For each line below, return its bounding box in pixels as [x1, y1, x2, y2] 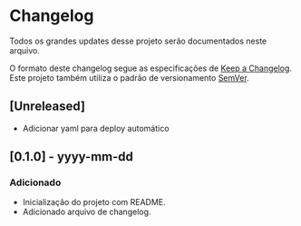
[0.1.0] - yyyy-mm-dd [9, 149, 134, 164]
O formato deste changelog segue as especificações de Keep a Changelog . [9, 63, 293, 74]
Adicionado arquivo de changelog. [22, 206, 151, 218]
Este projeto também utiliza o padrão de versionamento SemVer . [9, 72, 249, 83]
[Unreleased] [9, 99, 86, 114]
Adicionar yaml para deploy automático [22, 123, 170, 133]
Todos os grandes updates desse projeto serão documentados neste [9, 35, 267, 46]
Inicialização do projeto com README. [22, 197, 166, 208]
